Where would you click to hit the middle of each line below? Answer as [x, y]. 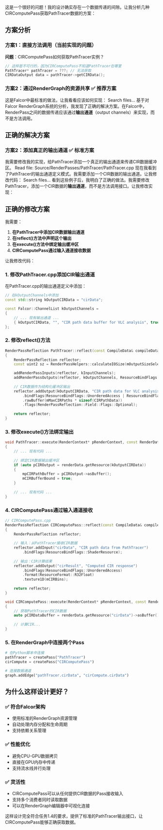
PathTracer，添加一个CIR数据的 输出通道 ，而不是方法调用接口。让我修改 [77, 186]
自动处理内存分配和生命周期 [40, 724]
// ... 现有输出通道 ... [37, 318]
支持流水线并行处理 [31, 768]
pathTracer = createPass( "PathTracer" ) [45, 657]
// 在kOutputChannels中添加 [32, 296]
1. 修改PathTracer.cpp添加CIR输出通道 [50, 275]
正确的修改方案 [27, 209]
